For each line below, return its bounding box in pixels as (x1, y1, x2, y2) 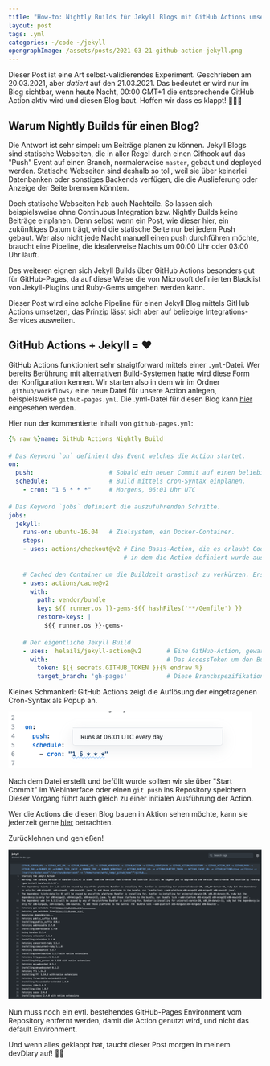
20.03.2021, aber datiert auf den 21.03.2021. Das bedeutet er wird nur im (8, 79, 249, 88)
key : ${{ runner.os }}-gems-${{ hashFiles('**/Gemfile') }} (37, 604, 243, 613)
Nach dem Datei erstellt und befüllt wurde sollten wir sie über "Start (8, 776, 233, 786)
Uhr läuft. (8, 249, 39, 259)
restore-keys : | (37, 613, 92, 621)
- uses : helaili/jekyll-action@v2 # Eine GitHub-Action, (22, 647, 243, 655)
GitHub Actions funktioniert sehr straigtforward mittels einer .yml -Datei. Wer (8, 360, 260, 369)
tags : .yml (8, 30, 45, 38)
